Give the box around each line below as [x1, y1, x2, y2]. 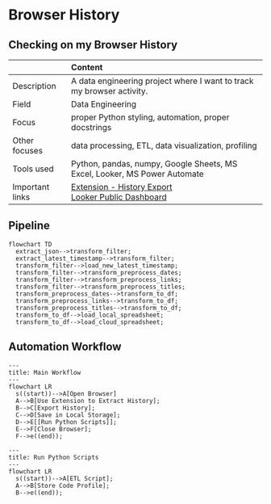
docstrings [71, 122, 112, 132]
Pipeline [8, 219, 51, 233]
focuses [12, 145, 43, 156]
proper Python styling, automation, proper [71, 111, 230, 123]
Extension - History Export [71, 182, 173, 192]
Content [71, 62, 103, 73]
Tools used [12, 163, 54, 174]
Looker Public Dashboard [71, 191, 167, 203]
